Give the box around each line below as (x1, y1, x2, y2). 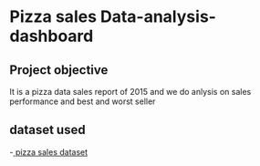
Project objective (9, 62, 109, 78)
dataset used (9, 122, 86, 138)
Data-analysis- (99, 6, 217, 27)
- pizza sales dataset (9, 146, 88, 157)
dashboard (9, 26, 94, 47)
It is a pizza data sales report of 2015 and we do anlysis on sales (9, 87, 252, 97)
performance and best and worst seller (9, 96, 156, 107)
